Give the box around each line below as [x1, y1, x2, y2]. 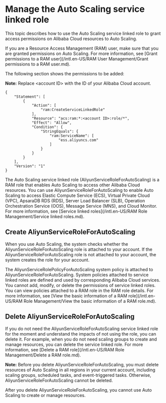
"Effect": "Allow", [31, 120, 72, 125]
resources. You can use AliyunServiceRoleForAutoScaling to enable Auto [5, 187, 154, 193]
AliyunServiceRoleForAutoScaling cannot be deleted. [5, 377, 113, 383]
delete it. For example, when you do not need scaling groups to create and [5, 336, 157, 342]
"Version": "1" [14, 164, 46, 169]
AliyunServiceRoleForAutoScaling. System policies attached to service [5, 272, 149, 278]
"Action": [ [31, 103, 56, 108]
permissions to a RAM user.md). [5, 61, 71, 67]
